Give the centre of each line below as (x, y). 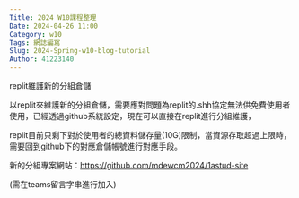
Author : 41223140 (42, 59)
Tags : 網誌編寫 (35, 43)
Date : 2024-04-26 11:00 (54, 26)
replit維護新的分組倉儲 (50, 86)
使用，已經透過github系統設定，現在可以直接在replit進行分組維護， (132, 116)
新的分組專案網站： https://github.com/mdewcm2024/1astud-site (129, 165)
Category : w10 (36, 34)
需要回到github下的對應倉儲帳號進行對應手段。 (96, 146)
